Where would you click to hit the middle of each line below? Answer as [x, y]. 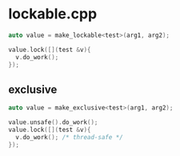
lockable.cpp [53, 14]
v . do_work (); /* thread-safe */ [70, 137]
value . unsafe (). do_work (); [53, 122]
